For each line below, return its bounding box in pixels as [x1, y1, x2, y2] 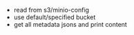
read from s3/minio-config [13, 6, 90, 14]
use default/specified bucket [13, 13, 96, 21]
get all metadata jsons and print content [13, 21, 128, 28]
